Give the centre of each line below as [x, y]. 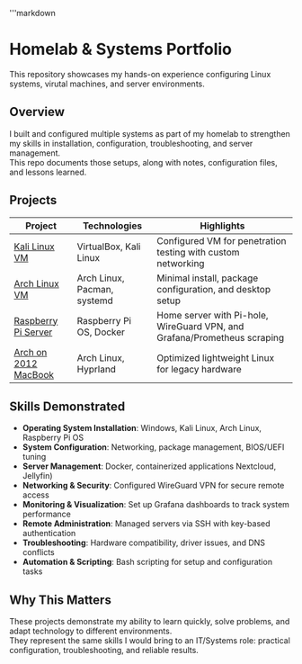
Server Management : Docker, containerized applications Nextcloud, [149, 466]
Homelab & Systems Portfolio [120, 49]
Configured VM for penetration [222, 240]
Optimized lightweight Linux [216, 357]
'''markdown [33, 13]
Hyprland [97, 369]
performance [47, 514]
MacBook [34, 374]
